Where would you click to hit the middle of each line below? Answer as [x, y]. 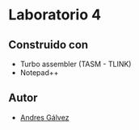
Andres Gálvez [44, 117]
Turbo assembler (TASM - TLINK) [76, 64]
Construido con [48, 45]
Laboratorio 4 [55, 15]
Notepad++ [39, 73]
